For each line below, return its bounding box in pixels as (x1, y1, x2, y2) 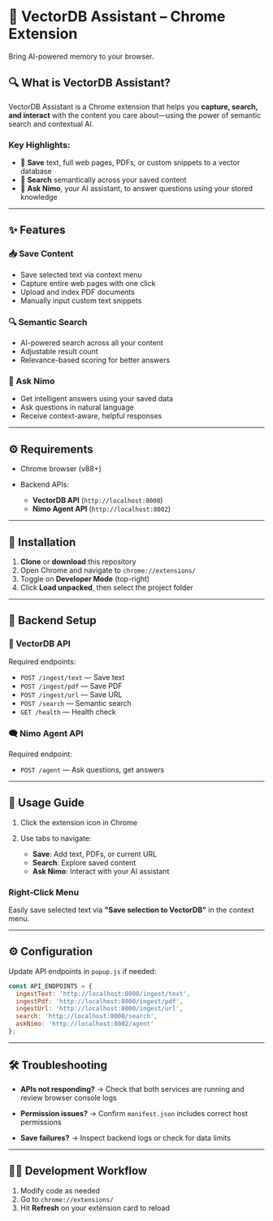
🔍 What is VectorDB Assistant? (8, 76, 171, 90)
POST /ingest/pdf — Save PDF (19, 681, 123, 691)
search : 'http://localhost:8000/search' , (15, 1012, 158, 1020)
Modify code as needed (19, 1185, 100, 1195)
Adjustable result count (19, 347, 99, 357)
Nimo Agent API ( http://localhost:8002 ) (32, 504, 171, 514)
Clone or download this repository (19, 556, 136, 566)
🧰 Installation (8, 535, 76, 549)
